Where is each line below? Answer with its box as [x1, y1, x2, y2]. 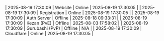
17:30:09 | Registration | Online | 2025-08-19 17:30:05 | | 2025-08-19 [18, 10, 160, 16]
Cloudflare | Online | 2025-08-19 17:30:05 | [5, 31, 93, 36]
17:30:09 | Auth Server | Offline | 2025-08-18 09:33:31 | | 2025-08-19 [5, 15, 148, 20]
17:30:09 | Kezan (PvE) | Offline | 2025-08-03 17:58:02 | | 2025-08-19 [5, 20, 148, 26]
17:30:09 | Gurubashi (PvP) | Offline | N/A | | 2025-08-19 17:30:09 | [5, 25, 142, 31]
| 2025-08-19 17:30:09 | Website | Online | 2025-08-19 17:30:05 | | [5, 5, 141, 10]
